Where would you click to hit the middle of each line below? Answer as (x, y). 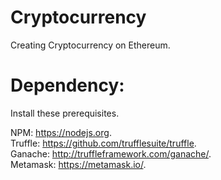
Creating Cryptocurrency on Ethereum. (90, 45)
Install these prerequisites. (65, 113)
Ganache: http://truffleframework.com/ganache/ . (111, 153)
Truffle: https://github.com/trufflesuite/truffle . (103, 143)
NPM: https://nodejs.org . (61, 132)
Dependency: (67, 85)
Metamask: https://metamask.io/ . (78, 164)
